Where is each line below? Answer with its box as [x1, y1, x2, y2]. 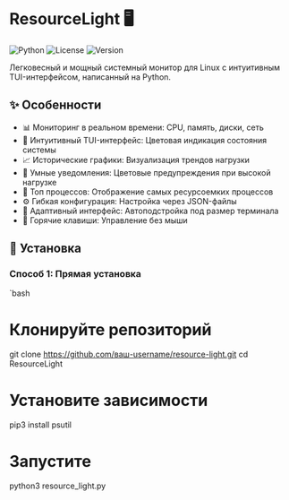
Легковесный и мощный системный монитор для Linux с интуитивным [9, 62, 280, 73]
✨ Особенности [9, 98, 102, 113]
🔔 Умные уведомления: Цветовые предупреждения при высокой [21, 167, 271, 177]
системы [21, 144, 56, 155]
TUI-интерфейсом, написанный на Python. [9, 71, 172, 82]
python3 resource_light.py [9, 480, 106, 491]
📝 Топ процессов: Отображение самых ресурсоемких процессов [21, 186, 274, 197]
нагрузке [21, 177, 57, 187]
